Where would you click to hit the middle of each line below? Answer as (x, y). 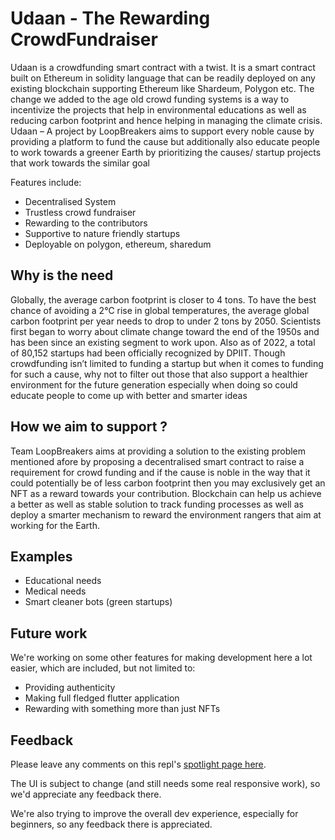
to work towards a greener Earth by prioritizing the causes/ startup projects (166, 152)
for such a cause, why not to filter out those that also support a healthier (159, 374)
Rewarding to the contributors (86, 223)
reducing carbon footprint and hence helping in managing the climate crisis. (166, 120)
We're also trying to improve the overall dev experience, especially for (154, 813)
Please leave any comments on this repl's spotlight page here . (138, 764)
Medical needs (55, 591)
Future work (49, 633)
